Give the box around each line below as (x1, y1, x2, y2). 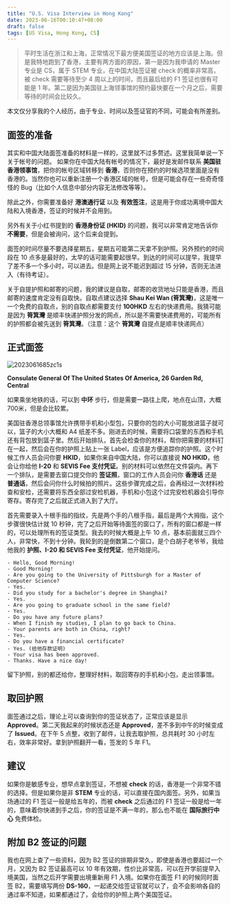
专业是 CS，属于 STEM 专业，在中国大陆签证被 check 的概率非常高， (23, 66, 220, 75)
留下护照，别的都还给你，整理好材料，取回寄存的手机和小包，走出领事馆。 (7, 670, 218, 679)
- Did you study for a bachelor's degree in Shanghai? (7, 590, 168, 596)
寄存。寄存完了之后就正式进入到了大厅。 (7, 496, 122, 505)
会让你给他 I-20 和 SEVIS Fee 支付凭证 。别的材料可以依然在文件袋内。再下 (7, 462, 219, 470)
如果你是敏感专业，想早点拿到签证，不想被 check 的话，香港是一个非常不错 (7, 779, 221, 788)
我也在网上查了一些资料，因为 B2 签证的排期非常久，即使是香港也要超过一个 (7, 856, 223, 864)
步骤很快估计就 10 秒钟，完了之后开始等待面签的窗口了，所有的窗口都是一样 (7, 519, 222, 528)
